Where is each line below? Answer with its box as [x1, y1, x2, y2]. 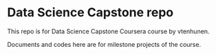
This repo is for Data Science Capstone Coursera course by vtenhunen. [7, 27, 210, 35]
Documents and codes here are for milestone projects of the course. [7, 40, 202, 48]
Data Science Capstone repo [7, 5, 174, 20]
